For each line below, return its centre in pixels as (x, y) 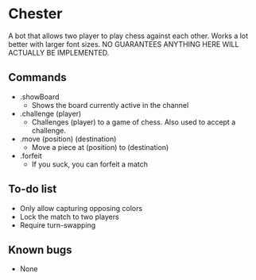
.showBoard (39, 97)
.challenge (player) (50, 113)
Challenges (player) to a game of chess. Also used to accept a (134, 122)
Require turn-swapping (58, 225)
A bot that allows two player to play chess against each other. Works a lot (128, 36)
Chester (35, 14)
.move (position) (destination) (68, 139)
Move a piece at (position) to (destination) (100, 147)
